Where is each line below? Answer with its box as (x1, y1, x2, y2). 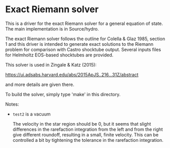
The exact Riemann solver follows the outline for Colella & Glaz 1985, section (5, 36, 165, 42)
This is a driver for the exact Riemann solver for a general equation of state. (5, 20, 163, 26)
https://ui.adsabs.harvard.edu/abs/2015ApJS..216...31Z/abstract (5, 71, 139, 77)
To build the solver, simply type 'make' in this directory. (5, 91, 121, 97)
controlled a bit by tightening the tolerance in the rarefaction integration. (12, 137, 163, 143)
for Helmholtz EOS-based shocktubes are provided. (5, 52, 114, 58)
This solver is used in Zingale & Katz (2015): (5, 62, 97, 68)
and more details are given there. (5, 81, 75, 87)
